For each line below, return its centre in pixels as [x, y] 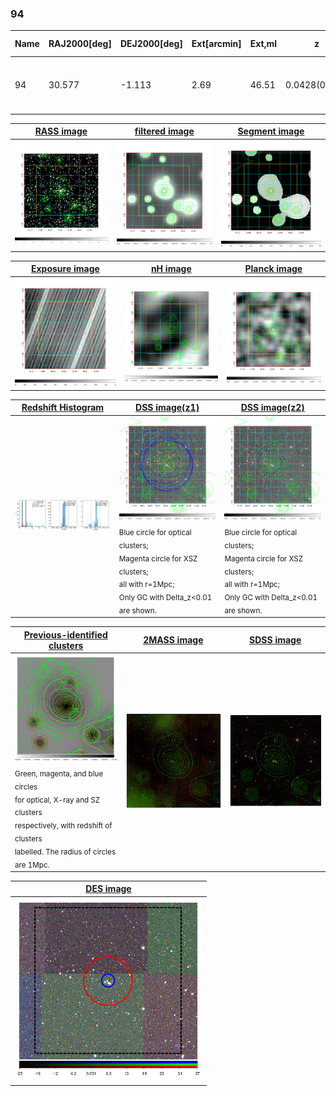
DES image [108, 889]
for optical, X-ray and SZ [57, 800]
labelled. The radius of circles [65, 852]
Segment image [271, 131]
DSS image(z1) [167, 408]
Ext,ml [263, 44]
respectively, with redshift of [63, 826]
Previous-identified [65, 634]
